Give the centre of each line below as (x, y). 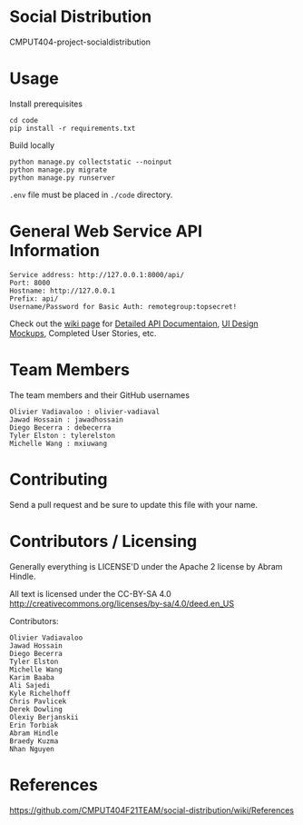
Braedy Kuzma (34, 741)
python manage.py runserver (63, 178)
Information (54, 251)
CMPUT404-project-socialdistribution (80, 42)
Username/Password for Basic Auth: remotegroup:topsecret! (123, 306)
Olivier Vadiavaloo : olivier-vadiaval (85, 412)
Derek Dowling (36, 709)
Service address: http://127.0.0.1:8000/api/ (97, 274)
